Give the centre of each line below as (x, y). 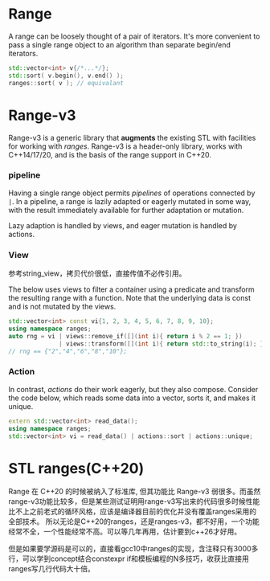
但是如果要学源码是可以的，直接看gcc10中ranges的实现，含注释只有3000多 (133, 549)
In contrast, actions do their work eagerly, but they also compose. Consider (133, 389)
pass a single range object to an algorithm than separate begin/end (120, 44)
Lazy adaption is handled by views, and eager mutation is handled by (123, 225)
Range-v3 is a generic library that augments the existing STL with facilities (132, 137)
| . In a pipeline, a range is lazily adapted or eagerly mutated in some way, (130, 201)
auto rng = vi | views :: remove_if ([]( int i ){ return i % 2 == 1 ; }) (125, 336)
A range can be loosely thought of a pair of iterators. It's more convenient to (134, 36)
